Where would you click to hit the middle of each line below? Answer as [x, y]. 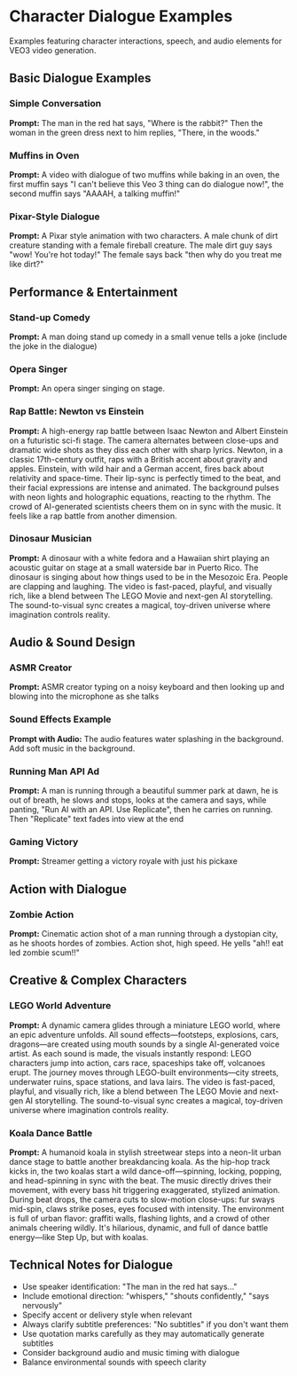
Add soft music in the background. [72, 748]
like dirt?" [27, 265]
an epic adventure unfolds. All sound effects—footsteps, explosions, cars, [144, 1034]
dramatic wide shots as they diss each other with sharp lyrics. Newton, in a [146, 449]
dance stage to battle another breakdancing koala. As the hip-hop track [140, 1162]
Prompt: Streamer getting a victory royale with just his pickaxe [123, 861]
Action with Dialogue [68, 889]
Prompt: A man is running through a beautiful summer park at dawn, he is [144, 791]
